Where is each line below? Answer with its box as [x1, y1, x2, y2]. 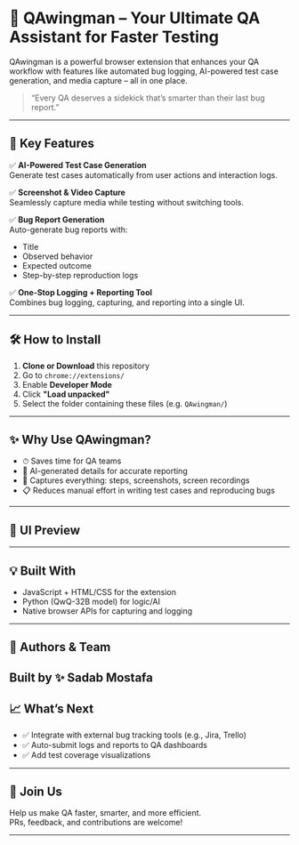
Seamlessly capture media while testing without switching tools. [9, 197, 245, 207]
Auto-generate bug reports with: [9, 224, 128, 235]
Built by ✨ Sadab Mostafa [9, 670, 153, 685]
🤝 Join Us [9, 784, 62, 799]
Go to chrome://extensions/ [21, 369, 125, 381]
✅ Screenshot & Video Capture [9, 187, 126, 197]
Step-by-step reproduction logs [21, 270, 139, 280]
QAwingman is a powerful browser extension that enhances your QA [9, 56, 260, 67]
